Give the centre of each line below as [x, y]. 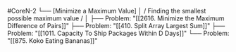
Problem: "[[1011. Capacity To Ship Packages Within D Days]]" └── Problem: [118, 33]
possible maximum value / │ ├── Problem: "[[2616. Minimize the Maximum [116, 18]
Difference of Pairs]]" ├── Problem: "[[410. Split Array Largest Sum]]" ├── [116, 26]
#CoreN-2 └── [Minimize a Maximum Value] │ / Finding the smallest [107, 11]
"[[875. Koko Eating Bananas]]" [52, 41]
